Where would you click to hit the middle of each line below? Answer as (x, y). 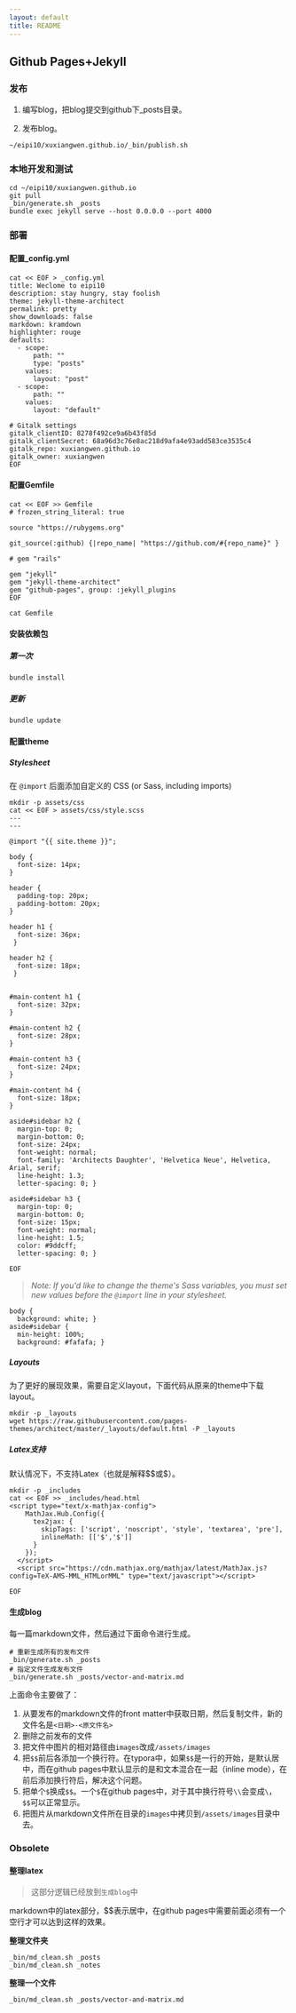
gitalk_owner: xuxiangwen (57, 457)
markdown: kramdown (45, 324)
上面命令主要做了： (44, 1695)
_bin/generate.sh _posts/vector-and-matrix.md (97, 1677)
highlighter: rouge (45, 332)
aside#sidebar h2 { (45, 1121)
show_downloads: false (51, 316)
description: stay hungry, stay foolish (85, 293)
